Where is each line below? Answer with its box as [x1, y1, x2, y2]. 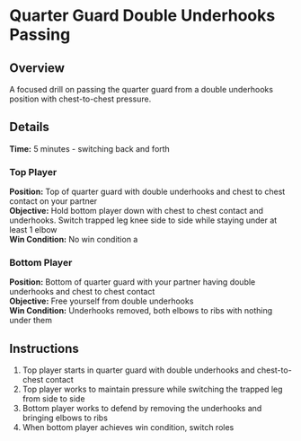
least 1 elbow [9, 225, 58, 235]
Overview [9, 60, 66, 75]
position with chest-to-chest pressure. [9, 93, 152, 104]
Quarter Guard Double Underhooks [9, 5, 276, 26]
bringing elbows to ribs [22, 412, 108, 423]
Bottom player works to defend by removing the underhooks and [22, 403, 262, 414]
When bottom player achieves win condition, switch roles [22, 422, 235, 433]
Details [9, 119, 49, 135]
